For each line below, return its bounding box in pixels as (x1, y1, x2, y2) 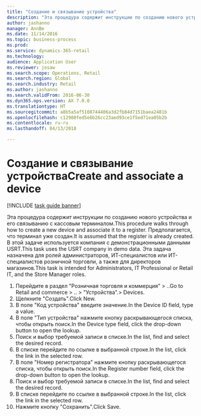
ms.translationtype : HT (7, 103, 66, 110)
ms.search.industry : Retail (7, 81, 77, 87)
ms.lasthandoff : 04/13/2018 (7, 126, 77, 132)
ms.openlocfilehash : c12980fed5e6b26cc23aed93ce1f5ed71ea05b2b (7, 114, 168, 120)
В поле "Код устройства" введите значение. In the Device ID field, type (15, 301, 193, 308)
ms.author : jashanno (7, 87, 58, 93)
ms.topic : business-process (7, 37, 77, 42)
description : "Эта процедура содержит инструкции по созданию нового (7, 14, 184, 20)
